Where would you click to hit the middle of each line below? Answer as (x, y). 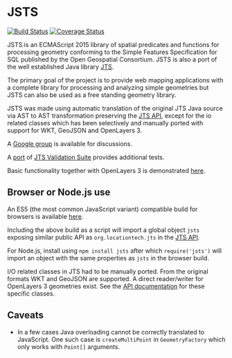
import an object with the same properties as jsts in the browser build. (108, 258)
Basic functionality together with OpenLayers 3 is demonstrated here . (106, 170)
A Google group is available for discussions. (70, 143)
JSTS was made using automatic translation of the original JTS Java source (115, 108)
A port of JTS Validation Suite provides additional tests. (86, 157)
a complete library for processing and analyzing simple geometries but (108, 87)
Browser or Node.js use (59, 192)
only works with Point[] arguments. (68, 346)
